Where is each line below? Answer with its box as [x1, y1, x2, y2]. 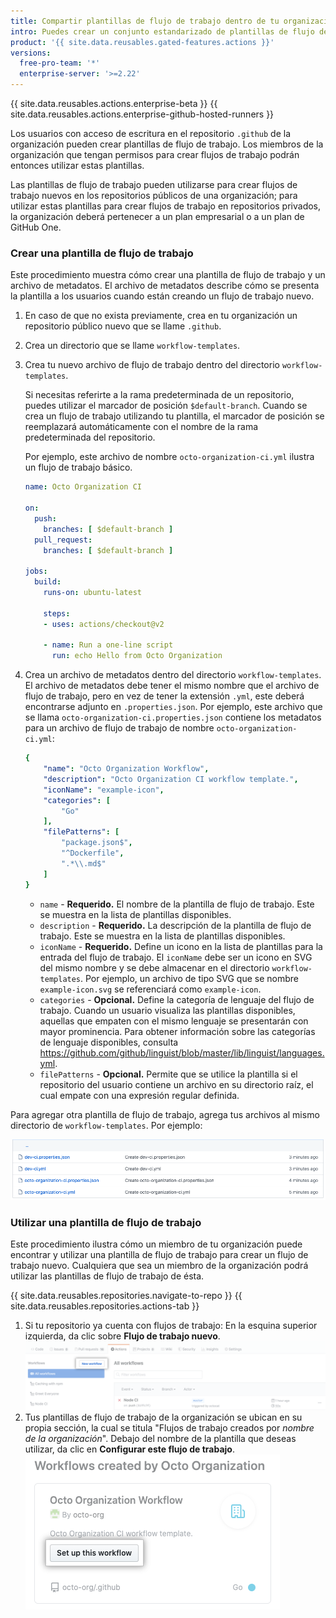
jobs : [24, 566, 48, 577]
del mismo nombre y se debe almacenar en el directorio [39, 961, 270, 974]
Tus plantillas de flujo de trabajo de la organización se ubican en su [24, 1411, 303, 1424]
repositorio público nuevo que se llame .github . [24, 320, 222, 332]
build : [34, 577, 62, 587]
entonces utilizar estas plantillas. [10, 160, 145, 171]
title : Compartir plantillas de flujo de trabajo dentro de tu [10, 16, 280, 26]
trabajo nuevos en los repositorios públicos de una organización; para [10, 190, 298, 201]
